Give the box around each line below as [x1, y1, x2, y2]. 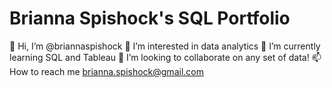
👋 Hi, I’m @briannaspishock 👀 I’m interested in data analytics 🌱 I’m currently [9, 40, 321, 52]
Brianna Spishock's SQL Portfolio [9, 7, 291, 30]
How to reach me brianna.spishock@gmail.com [9, 65, 204, 77]
